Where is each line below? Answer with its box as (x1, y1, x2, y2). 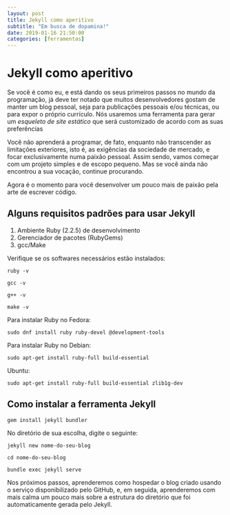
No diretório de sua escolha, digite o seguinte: (7, 428, 138, 437)
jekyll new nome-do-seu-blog (7, 442, 91, 449)
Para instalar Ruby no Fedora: (7, 315, 91, 324)
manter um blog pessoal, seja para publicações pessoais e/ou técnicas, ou (7, 103, 220, 111)
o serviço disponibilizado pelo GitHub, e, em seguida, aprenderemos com (7, 485, 216, 494)
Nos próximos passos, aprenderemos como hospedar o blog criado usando (7, 478, 222, 486)
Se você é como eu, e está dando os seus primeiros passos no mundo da (7, 88, 216, 96)
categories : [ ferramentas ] (7, 36, 85, 43)
